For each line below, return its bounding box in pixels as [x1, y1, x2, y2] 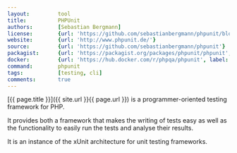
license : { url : [7, 30, 74, 37]
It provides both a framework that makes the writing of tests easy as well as [7, 116, 227, 125]
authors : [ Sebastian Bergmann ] [7, 23, 121, 30]
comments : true [7, 75, 71, 83]
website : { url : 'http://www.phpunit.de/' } [7, 37, 157, 44]
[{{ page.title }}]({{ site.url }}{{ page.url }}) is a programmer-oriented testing [7, 95, 227, 104]
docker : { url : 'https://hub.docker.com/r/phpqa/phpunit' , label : [7, 56, 229, 63]
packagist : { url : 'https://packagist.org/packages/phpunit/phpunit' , [7, 50, 232, 57]
